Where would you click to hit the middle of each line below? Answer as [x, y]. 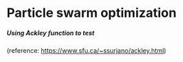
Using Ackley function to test [51, 32]
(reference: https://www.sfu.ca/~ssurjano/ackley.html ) [87, 51]
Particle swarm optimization [92, 13]
